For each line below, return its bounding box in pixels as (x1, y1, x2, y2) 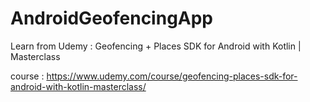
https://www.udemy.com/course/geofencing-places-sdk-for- (46, 70, 298, 82)
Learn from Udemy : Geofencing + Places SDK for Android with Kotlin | (10, 40, 302, 52)
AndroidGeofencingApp (10, 7, 214, 30)
